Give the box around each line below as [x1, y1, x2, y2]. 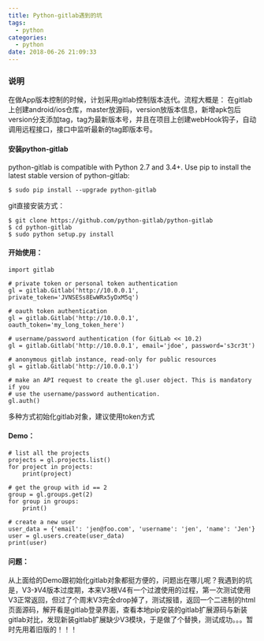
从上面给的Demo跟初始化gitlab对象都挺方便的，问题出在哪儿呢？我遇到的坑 [8, 576, 253, 585]
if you [8, 383, 30, 391]
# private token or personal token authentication [8, 279, 178, 288]
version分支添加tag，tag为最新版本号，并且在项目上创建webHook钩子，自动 [8, 115, 257, 125]
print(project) [22, 470, 73, 478]
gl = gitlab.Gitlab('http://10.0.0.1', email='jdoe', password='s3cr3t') [8, 341, 256, 349]
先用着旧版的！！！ [14, 624, 77, 635]
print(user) [8, 539, 47, 546]
